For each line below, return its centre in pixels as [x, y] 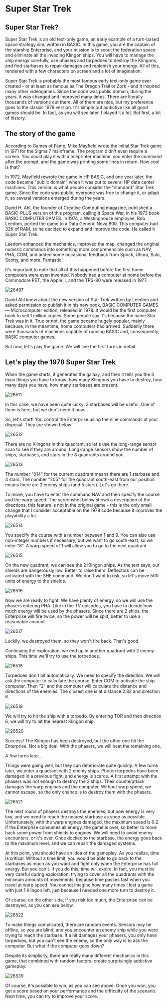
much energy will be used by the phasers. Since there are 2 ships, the [77, 611]
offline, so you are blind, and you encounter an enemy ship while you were [82, 930]
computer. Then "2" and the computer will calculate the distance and [76, 686]
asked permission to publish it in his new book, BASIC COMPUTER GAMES [82, 305]
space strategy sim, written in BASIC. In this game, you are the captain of [80, 45]
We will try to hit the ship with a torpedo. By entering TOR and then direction [83, 716]
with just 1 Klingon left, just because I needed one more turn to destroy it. [80, 890]
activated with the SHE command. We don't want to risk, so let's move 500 [82, 575]
